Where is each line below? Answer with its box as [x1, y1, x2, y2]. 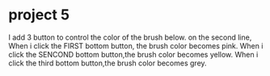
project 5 [8, 6, 70, 24]
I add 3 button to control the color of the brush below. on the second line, [8, 32, 252, 42]
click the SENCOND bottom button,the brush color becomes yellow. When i [8, 49, 259, 59]
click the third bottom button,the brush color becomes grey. [8, 58, 208, 68]
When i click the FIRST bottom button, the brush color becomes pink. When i [8, 40, 264, 50]
